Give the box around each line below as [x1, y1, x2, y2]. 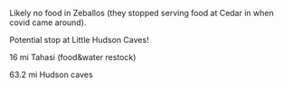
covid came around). [9, 17, 87, 28]
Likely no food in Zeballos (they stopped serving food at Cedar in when [9, 8, 274, 18]
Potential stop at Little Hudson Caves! [9, 35, 149, 45]
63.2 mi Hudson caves [9, 69, 93, 80]
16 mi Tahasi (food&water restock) [9, 52, 137, 62]
